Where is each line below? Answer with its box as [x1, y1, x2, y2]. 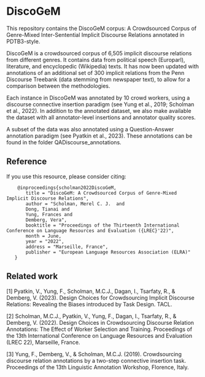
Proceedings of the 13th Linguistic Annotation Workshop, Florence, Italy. [6, 363, 189, 371]
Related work [6, 271, 58, 282]
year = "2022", [25, 238, 64, 244]
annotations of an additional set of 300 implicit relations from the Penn [6, 69, 185, 76]
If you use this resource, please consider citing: [6, 173, 127, 180]
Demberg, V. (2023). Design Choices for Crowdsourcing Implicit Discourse [6, 293, 195, 301]
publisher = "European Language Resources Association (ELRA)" [25, 249, 191, 255]
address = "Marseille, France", [25, 244, 109, 250]
